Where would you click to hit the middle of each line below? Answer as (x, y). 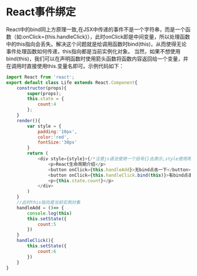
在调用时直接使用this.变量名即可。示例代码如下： (65, 66)
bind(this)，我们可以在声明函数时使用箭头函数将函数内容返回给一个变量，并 (97, 59)
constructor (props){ (42, 88)
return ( (38, 154)
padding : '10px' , (57, 132)
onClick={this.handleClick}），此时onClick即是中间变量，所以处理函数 (107, 36)
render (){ (29, 121)
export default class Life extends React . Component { (72, 83)
